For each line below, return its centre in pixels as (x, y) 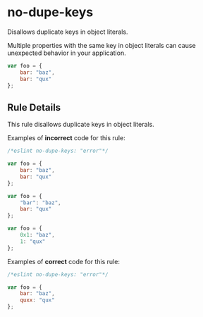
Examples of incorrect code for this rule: (66, 138)
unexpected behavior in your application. (67, 53)
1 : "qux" (33, 241)
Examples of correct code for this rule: (63, 261)
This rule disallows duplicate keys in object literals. (81, 125)
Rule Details (34, 107)
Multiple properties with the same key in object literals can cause (101, 45)
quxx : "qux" (37, 300)
